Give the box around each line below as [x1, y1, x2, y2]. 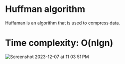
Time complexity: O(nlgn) [5, 37, 114, 49]
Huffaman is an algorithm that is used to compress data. [5, 20, 121, 26]
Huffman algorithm [5, 3, 86, 15]
